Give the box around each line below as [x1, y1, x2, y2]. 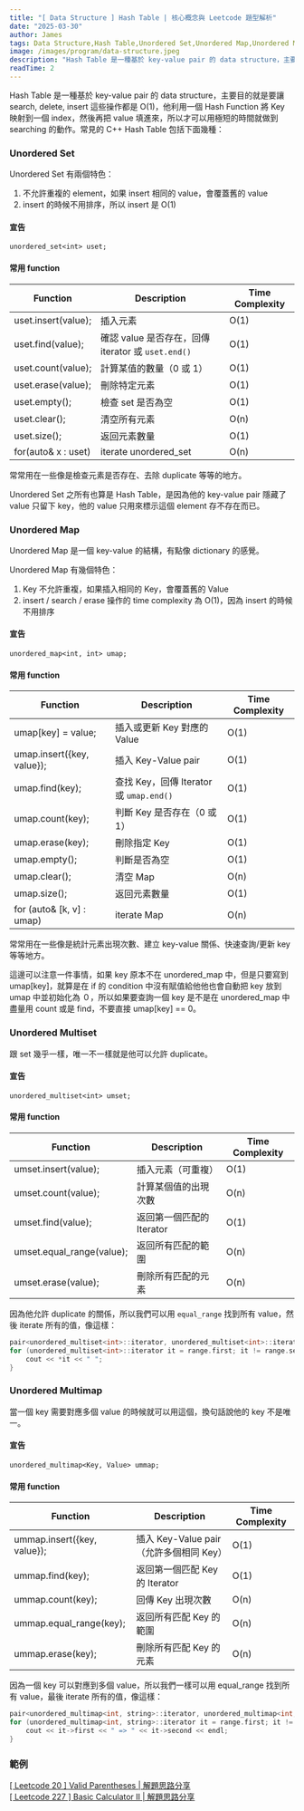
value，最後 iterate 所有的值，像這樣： [19, 1691, 164, 1702]
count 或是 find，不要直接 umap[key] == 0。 [34, 1003, 202, 1015]
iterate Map [114, 909, 165, 921]
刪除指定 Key [114, 837, 170, 850]
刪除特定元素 [100, 379, 156, 391]
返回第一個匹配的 [137, 1210, 210, 1223]
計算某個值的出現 [137, 1180, 210, 1192]
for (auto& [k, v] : [14, 903, 86, 916]
